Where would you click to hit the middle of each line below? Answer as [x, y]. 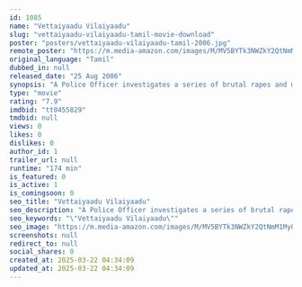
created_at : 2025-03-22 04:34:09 [72, 260]
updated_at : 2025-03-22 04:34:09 [72, 269]
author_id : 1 [34, 151]
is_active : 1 [34, 185]
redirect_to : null [44, 244]
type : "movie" [36, 93]
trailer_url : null [44, 160]
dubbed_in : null [40, 68]
